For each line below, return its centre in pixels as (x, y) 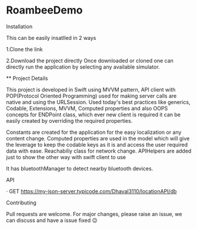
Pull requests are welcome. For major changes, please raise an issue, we (94, 214)
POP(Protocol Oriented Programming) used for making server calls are (91, 96)
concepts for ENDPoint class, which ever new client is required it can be (94, 114)
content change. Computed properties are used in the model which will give (98, 138)
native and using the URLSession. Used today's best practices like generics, (98, 102)
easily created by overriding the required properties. (69, 120)
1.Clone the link (24, 49)
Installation (19, 26)
